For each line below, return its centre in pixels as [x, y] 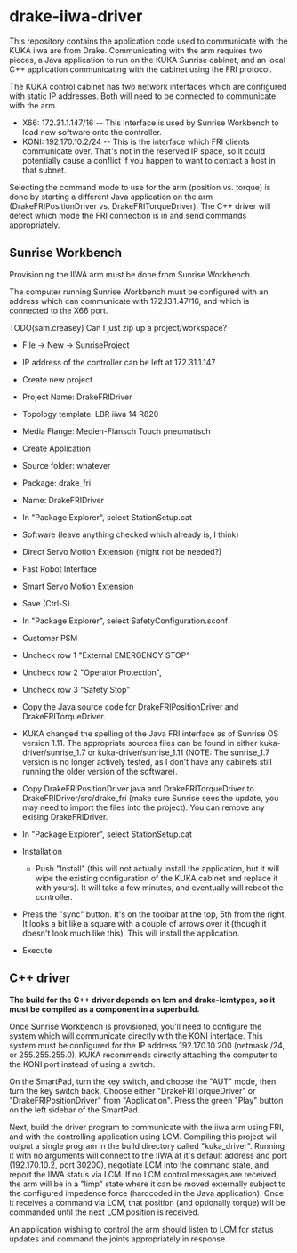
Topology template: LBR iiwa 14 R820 [90, 414]
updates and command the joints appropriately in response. [119, 1239]
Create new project [57, 379]
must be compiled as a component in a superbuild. [104, 1009]
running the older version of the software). [100, 771]
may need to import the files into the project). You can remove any [143, 807]
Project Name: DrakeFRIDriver [77, 397]
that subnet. [44, 170]
